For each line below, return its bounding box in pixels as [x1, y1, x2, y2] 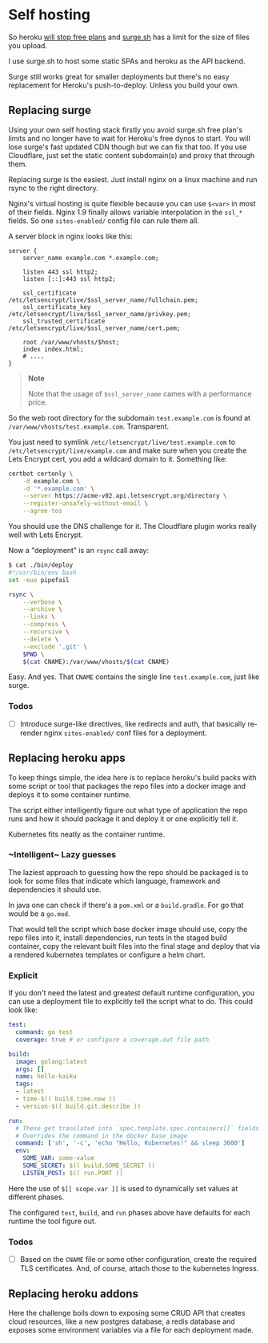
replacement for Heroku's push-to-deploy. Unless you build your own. [8, 80, 240, 90]
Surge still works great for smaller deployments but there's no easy [8, 71, 230, 81]
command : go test [15, 1028, 74, 1036]
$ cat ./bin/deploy [8, 561, 74, 569]
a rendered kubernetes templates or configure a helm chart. [8, 950, 206, 959]
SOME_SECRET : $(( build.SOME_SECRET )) [22, 1162, 156, 1170]
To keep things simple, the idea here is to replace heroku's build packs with [8, 772, 258, 782]
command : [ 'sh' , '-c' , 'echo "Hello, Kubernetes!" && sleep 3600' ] [15, 1139, 246, 1147]
